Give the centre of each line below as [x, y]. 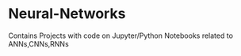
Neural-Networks [67, 14]
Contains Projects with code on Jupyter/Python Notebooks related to [121, 35]
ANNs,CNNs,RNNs [38, 43]
